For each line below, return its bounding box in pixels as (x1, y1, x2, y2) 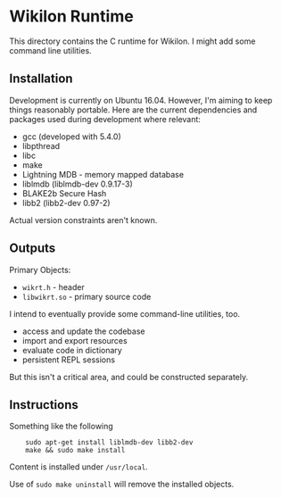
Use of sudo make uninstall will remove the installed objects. (9, 479, 235, 490)
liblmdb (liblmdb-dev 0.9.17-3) (21, 178, 134, 189)
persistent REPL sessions (21, 354, 116, 365)
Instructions (9, 397, 79, 412)
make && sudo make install (25, 446, 126, 455)
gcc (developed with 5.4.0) (21, 131, 122, 142)
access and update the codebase (21, 326, 145, 336)
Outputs (9, 241, 56, 256)
